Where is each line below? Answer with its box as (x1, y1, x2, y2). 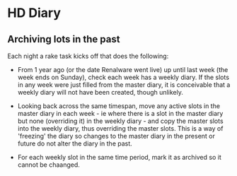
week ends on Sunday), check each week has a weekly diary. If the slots (17, 73, 230, 81)
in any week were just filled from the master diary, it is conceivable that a (17, 81, 231, 89)
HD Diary (7, 5, 62, 21)
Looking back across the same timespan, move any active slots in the (17, 102, 221, 110)
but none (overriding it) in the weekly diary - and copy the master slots (17, 117, 224, 125)
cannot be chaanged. (17, 160, 80, 169)
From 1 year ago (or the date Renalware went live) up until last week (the (17, 66, 229, 74)
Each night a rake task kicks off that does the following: (7, 52, 169, 60)
